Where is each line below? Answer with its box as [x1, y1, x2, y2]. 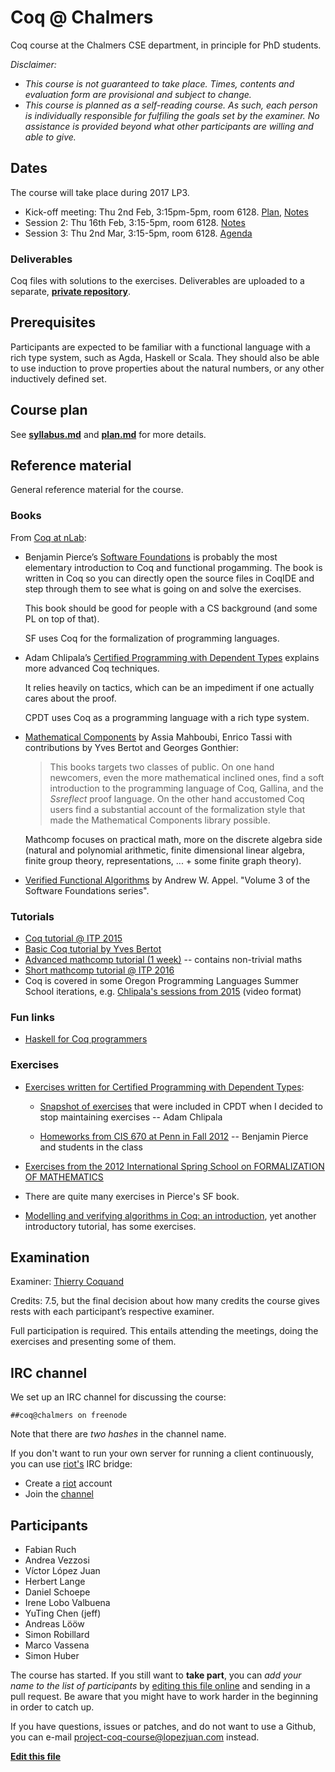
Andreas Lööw [24, 1618, 85, 1630]
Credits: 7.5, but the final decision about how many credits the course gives [10, 1295, 320, 1307]
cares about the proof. [24, 692, 117, 704]
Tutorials [10, 909, 55, 923]
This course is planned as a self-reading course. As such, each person [24, 99, 318, 111]
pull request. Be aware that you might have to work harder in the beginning [10, 1691, 319, 1703]
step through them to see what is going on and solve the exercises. [24, 582, 302, 595]
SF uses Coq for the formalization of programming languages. [24, 632, 280, 644]
